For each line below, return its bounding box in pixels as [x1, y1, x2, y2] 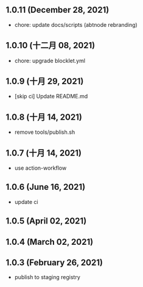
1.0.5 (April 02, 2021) [5, 216, 87, 227]
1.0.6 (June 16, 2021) [5, 182, 86, 192]
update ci [14, 198, 39, 205]
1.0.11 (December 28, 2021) [5, 5, 110, 15]
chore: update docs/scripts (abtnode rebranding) [14, 21, 138, 28]
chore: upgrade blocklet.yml [14, 57, 86, 64]
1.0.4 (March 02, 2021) [5, 236, 94, 247]
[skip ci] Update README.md [14, 93, 88, 100]
